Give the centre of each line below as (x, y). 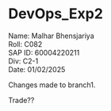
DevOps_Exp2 (55, 14)
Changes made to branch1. (52, 85)
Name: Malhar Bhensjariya (52, 36)
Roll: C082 (25, 44)
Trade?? (21, 100)
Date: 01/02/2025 (37, 69)
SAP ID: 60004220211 (44, 52)
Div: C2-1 (23, 61)
